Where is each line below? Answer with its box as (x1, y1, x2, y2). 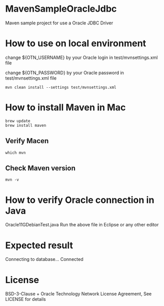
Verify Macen (5, 137, 49, 145)
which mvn (5, 150, 26, 155)
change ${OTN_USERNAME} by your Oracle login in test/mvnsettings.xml (5, 54, 158, 60)
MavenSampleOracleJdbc (5, 3, 117, 15)
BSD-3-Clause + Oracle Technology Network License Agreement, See (5, 291, 152, 297)
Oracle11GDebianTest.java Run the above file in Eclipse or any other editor (5, 222, 159, 228)
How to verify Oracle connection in (5, 194, 154, 206)
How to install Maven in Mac (5, 102, 126, 113)
